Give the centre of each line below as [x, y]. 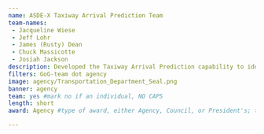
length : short [31, 103]
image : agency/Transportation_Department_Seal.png [93, 81]
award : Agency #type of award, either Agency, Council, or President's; [130, 111]
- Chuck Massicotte [44, 52]
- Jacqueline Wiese [44, 30]
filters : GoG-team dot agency [58, 74]
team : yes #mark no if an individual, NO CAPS [86, 96]
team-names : [27, 23]
